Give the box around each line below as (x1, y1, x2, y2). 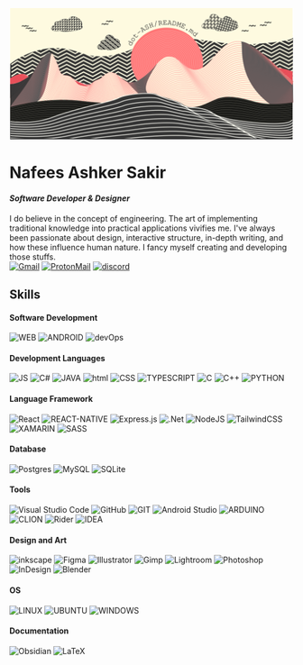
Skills (9, 287, 41, 303)
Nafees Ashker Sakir (9, 162, 167, 183)
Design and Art (9, 534, 68, 545)
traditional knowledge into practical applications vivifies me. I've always (9, 223, 276, 233)
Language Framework (9, 394, 93, 405)
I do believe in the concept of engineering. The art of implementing (9, 213, 259, 223)
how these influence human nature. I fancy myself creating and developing (9, 241, 288, 252)
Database (9, 443, 47, 454)
